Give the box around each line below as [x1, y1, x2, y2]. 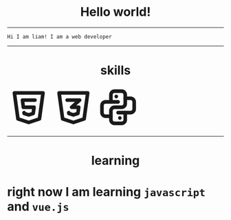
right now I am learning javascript [7, 184, 206, 200]
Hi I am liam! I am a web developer [7, 33, 112, 40]
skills [100, 63, 131, 78]
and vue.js [7, 199, 69, 214]
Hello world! [80, 4, 151, 20]
